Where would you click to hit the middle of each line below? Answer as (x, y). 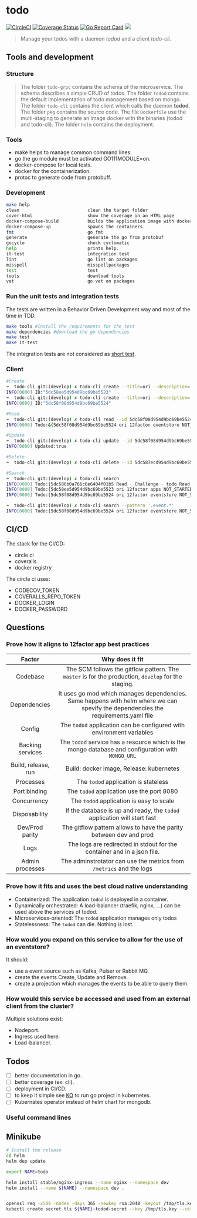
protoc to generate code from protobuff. (63, 177)
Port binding (30, 791)
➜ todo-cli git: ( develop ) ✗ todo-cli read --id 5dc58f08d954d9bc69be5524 (99, 419)
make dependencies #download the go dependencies (68, 332)
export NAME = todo (27, 1172)
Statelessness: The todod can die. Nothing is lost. (74, 924)
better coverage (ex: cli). (44, 1082)
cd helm (16, 1156)
